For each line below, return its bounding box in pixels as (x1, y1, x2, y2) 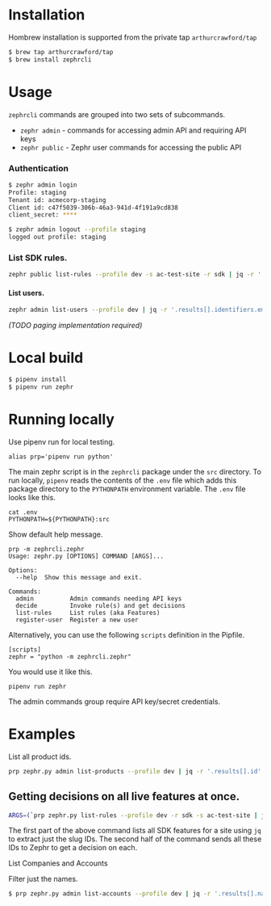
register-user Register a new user (15, 616, 139, 624)
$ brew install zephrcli (8, 55, 92, 64)
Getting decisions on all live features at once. (8, 790, 240, 803)
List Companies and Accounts (8, 858, 108, 868)
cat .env (8, 508, 38, 516)
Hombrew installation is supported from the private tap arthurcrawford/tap (8, 32, 257, 42)
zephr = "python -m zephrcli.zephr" (8, 652, 131, 660)
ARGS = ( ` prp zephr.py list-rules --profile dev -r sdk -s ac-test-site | (8, 811, 258, 820)
